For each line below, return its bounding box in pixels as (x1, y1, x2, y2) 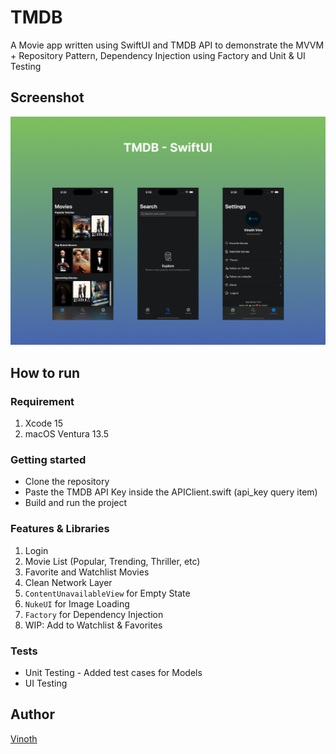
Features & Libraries (10, 522, 110, 536)
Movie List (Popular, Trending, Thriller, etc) (24, 555, 201, 567)
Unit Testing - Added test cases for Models (24, 667, 203, 679)
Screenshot (10, 89, 85, 106)
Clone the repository (24, 476, 110, 488)
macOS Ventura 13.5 (24, 428, 110, 440)
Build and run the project (24, 497, 128, 509)
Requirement (10, 394, 75, 408)
